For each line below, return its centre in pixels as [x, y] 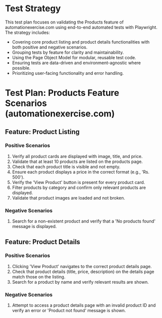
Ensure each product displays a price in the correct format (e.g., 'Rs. [81, 172]
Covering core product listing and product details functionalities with [81, 42]
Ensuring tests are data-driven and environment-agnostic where [76, 63]
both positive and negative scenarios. [50, 47]
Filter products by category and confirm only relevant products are [79, 187]
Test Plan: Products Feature [62, 93]
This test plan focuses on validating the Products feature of [64, 22]
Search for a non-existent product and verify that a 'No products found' [84, 221]
